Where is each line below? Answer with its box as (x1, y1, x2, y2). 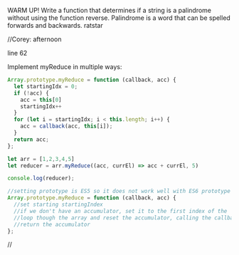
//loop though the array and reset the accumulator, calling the (14, 214, 212, 222)
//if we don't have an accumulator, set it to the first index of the (14, 207, 228, 214)
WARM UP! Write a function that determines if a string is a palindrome (7, 6, 212, 14)
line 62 (7, 49, 28, 57)
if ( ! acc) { (14, 89, 50, 97)
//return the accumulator (14, 221, 91, 228)
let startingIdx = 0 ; (14, 83, 78, 90)
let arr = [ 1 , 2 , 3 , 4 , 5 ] (7, 155, 75, 162)
